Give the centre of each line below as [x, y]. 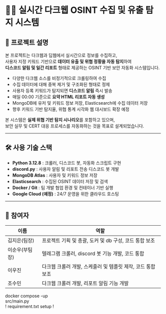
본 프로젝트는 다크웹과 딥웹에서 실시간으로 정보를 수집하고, [61, 55]
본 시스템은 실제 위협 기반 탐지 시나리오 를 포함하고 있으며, [60, 120]
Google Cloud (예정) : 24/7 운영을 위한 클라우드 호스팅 [66, 193]
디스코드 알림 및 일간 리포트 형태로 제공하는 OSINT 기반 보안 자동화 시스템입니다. [83, 68]
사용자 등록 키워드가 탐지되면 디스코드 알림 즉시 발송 [62, 91]
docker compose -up [27, 296]
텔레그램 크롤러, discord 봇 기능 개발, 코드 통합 [93, 253]
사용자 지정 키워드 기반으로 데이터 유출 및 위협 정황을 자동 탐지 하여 [68, 62]
